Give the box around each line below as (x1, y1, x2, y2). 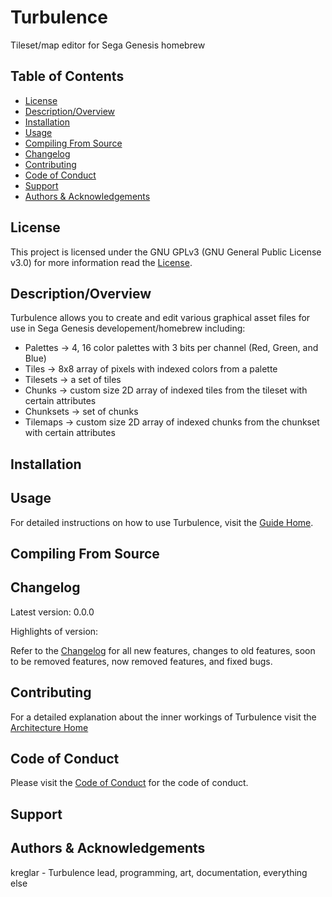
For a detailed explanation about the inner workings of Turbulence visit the (10, 711, 317, 723)
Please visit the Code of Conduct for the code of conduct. (10, 777, 249, 789)
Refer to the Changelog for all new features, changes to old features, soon (10, 644, 316, 656)
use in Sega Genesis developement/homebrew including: (10, 322, 246, 335)
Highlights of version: (10, 625, 99, 637)
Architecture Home (10, 721, 89, 733)
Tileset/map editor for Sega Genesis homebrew (10, 39, 206, 51)
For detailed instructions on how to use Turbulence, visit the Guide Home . (10, 516, 314, 528)
